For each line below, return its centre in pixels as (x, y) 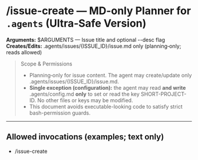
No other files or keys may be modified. (85, 100)
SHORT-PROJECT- (164, 94)
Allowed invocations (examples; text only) (85, 137)
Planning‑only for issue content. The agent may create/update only (110, 75)
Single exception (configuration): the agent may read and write (108, 87)
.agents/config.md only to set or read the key (84, 94)
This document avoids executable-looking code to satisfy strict (106, 106)
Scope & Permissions (46, 64)
